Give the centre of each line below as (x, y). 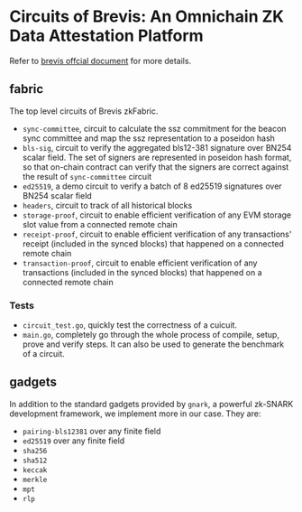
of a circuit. (43, 354)
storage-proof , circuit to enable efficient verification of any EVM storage (157, 215)
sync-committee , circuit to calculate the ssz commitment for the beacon (154, 128)
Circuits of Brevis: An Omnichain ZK (146, 17)
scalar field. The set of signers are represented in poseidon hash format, (157, 157)
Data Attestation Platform (107, 36)
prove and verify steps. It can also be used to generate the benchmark (153, 344)
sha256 (35, 451)
